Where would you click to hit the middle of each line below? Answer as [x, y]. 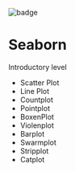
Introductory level [37, 67]
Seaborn [37, 45]
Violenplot [37, 125]
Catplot [32, 159]
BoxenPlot [37, 117]
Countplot [37, 100]
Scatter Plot [40, 82]
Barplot [32, 133]
